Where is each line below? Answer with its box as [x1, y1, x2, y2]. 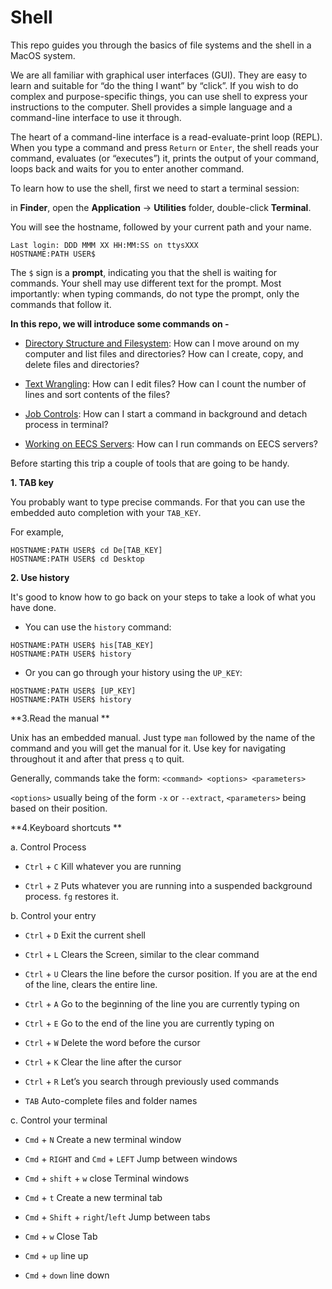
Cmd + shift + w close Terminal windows [24, 1172, 190, 1184]
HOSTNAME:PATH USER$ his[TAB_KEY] [10, 640, 155, 650]
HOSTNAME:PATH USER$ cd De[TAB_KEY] [10, 545, 163, 555]
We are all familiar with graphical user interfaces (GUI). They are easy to [10, 69, 308, 81]
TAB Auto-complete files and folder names [24, 1094, 198, 1106]
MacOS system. [10, 49, 76, 61]
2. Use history [10, 571, 70, 583]
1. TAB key [10, 476, 55, 488]
